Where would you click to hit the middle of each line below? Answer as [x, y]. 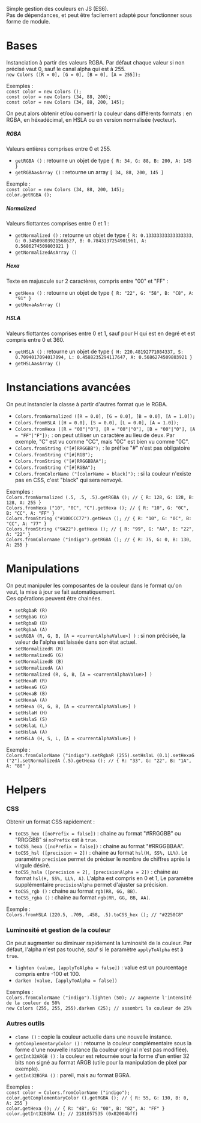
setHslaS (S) [31, 719]
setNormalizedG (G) [39, 655]
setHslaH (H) [31, 713]
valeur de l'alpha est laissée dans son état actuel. [76, 642]
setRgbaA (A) [31, 629]
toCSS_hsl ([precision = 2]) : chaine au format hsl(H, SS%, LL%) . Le [101, 853]
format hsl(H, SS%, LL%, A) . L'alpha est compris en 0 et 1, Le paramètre [104, 878]
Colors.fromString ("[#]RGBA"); [55, 467]
